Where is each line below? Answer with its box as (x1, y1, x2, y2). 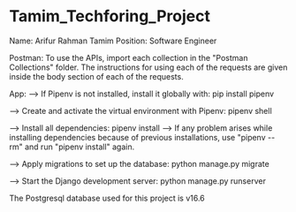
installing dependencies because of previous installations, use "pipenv (9, 132, 267, 142)
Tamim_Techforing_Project (9, 6, 210, 26)
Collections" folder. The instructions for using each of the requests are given (9, 62, 288, 72)
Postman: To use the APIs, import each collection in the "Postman (9, 52, 248, 63)
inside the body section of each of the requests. (9, 71, 184, 81)
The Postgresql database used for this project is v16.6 (9, 193, 205, 203)
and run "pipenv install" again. (25, 141, 135, 152)
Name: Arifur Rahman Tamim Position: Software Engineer (9, 35, 217, 46)
